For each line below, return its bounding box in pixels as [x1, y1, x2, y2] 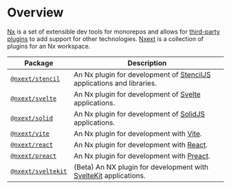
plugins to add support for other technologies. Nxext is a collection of [7, 34, 204, 42]
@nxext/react [10, 140, 54, 149]
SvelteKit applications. [73, 171, 146, 180]
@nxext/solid [10, 114, 54, 122]
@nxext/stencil [10, 75, 60, 83]
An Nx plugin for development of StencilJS [73, 70, 211, 79]
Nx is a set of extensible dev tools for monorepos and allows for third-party [7, 27, 220, 36]
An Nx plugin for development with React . [73, 140, 208, 149]
